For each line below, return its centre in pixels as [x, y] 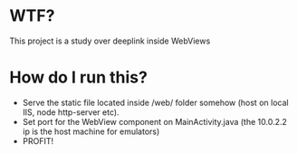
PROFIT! [38, 140]
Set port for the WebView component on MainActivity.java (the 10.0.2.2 [155, 121]
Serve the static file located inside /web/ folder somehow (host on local [155, 102]
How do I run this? [78, 77]
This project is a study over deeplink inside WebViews [110, 41]
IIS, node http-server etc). [71, 112]
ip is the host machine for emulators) [91, 131]
